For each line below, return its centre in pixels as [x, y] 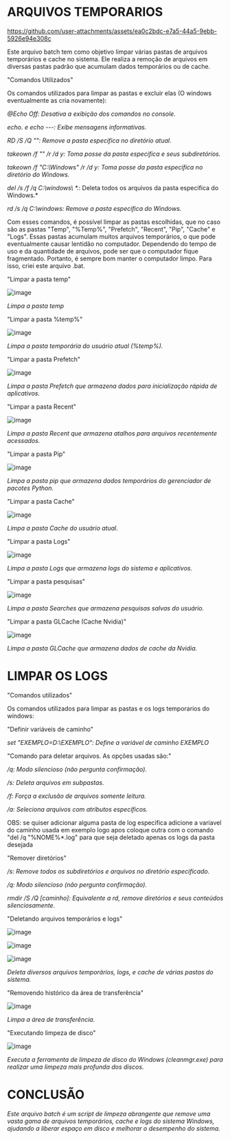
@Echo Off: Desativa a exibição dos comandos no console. [92, 114]
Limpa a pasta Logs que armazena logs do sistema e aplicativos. [100, 568]
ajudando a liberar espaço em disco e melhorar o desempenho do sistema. [114, 1128]
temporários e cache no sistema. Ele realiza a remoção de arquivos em [107, 59]
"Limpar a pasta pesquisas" [46, 581]
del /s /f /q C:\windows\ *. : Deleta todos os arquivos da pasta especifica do [113, 187]
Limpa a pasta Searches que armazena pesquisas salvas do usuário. [106, 608]
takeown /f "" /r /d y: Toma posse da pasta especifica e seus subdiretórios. [114, 154]
